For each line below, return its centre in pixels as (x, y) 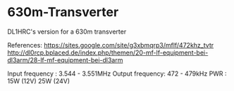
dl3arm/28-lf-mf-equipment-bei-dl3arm (65, 59)
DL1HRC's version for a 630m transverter (67, 31)
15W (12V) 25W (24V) (39, 80)
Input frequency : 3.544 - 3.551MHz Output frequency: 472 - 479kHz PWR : (117, 73)
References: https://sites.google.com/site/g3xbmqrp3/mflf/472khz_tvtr (110, 45)
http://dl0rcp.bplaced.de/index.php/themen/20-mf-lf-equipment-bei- (108, 52)
